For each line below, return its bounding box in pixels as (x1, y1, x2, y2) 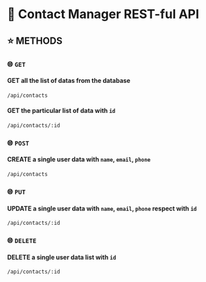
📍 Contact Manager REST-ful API (7, 6, 200, 22)
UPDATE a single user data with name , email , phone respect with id (7, 204, 197, 212)
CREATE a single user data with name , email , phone (7, 155, 151, 164)
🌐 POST (7, 138, 30, 148)
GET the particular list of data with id (7, 107, 116, 115)
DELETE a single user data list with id (7, 253, 117, 261)
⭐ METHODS (7, 35, 62, 47)
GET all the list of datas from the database (7, 77, 130, 85)
